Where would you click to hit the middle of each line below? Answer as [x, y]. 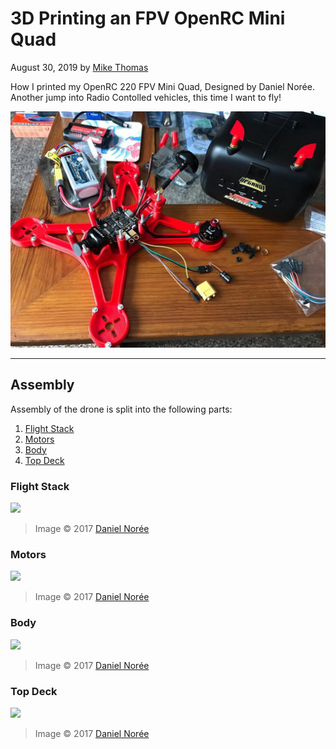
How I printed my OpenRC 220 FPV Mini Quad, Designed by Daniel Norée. [162, 86]
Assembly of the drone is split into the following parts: [121, 409]
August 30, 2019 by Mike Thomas [79, 67]
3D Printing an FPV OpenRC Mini [148, 18]
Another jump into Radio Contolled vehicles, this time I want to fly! [146, 97]
